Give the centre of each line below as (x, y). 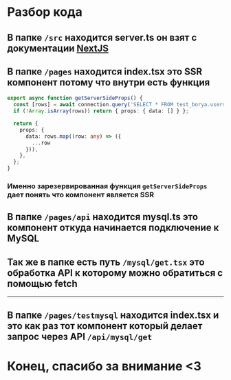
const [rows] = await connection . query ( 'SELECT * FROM (93, 105)
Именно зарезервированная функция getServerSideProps (107, 186)
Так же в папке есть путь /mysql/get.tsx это (106, 262)
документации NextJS (58, 48)
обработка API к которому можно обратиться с (115, 273)
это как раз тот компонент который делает (105, 326)
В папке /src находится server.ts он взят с (102, 38)
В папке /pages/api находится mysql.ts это (102, 217)
